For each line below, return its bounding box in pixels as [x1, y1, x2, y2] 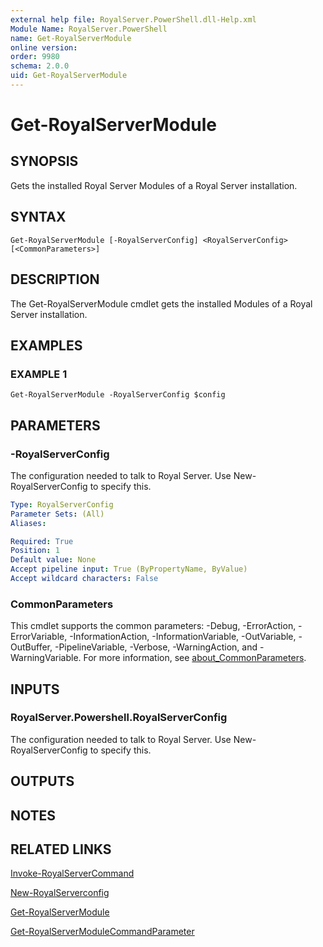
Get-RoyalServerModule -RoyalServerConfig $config [10, 390, 226, 400]
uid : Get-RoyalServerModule [10, 71, 128, 81]
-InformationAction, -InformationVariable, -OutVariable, [69, 631, 297, 643]
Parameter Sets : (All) [10, 509, 105, 519]
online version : [10, 42, 78, 53]
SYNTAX [10, 209, 67, 226]
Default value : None [10, 555, 97, 565]
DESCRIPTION [10, 271, 100, 288]
